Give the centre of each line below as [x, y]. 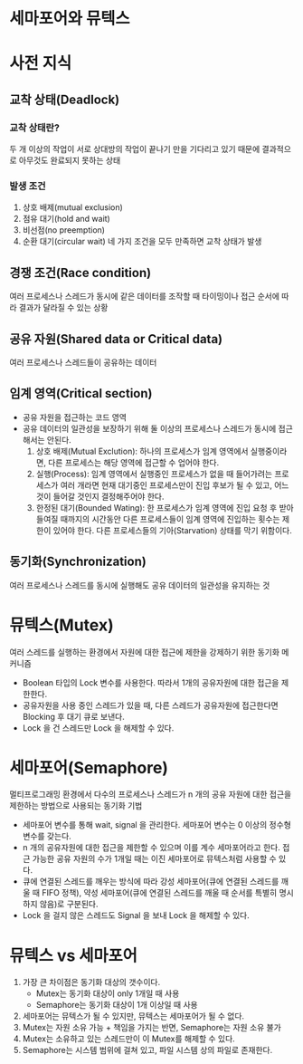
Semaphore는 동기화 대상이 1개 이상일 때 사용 [117, 1005]
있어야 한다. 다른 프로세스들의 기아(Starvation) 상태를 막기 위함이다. [172, 530]
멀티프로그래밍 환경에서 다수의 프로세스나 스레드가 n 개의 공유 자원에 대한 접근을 [151, 794]
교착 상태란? [35, 128]
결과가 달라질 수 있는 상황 [63, 308]
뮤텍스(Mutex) [62, 625]
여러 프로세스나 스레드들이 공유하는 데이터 [83, 362]
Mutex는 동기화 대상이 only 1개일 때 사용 [108, 993]
